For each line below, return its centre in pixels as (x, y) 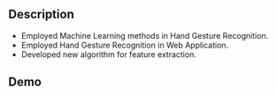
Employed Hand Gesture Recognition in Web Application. (125, 45)
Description (41, 15)
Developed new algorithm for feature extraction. (108, 54)
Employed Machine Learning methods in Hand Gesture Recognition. (145, 35)
